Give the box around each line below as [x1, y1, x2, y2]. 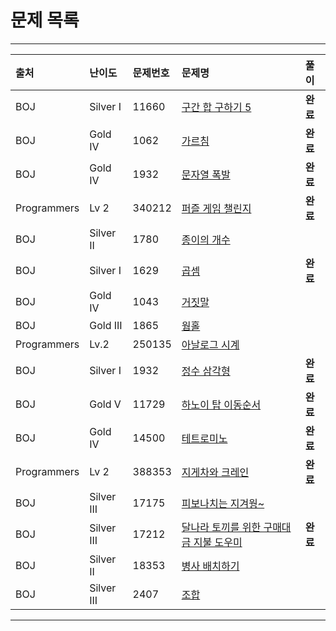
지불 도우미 [193, 535, 243, 549]
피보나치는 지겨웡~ [181, 496, 265, 510]
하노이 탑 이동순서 [181, 397, 262, 411]
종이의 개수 [181, 232, 231, 246]
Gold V [89, 397, 122, 411]
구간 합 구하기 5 [181, 100, 252, 114]
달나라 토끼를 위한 [181, 520, 262, 534]
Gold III [89, 318, 123, 332]
